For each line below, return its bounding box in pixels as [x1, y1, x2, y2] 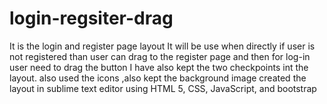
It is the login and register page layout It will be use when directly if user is [9, 40, 316, 52]
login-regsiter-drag [9, 7, 174, 30]
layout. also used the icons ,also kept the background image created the [9, 72, 307, 84]
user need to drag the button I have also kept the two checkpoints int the [9, 61, 309, 73]
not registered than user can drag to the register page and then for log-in [9, 50, 311, 62]
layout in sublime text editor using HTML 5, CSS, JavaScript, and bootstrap [9, 82, 317, 94]
